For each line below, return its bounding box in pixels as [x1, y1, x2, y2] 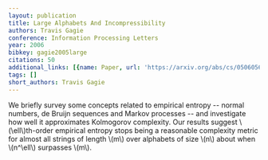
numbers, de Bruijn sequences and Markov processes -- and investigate [8, 108, 246, 118]
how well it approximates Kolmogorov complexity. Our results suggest [8, 117, 238, 127]
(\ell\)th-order [8, 125, 53, 135]
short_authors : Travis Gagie [8, 78, 105, 86]
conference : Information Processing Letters [8, 33, 159, 42]
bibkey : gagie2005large [8, 49, 88, 57]
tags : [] [8, 71, 37, 79]
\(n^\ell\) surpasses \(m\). [8, 142, 92, 152]
